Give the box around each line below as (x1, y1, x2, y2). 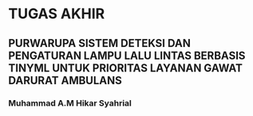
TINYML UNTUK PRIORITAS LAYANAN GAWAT (8, 61, 243, 75)
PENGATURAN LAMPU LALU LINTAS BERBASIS (8, 48, 246, 62)
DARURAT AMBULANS (8, 73, 122, 87)
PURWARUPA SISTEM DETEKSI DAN (8, 37, 192, 50)
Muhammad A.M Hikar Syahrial (8, 97, 132, 108)
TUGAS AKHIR (8, 5, 105, 23)
